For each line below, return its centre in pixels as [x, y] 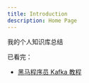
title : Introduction [38, 14]
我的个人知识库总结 [35, 41]
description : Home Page [42, 21]
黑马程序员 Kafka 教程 [49, 72]
